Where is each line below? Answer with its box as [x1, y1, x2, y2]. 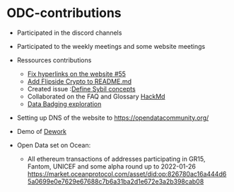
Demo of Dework [16, 127, 66, 135]
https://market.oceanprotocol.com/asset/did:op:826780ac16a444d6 [27, 169, 227, 178]
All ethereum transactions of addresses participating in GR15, [27, 154, 206, 163]
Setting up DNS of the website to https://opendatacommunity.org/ [16, 113, 209, 122]
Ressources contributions [16, 55, 92, 64]
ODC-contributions [6, 5, 122, 21]
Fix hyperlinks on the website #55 [27, 69, 127, 78]
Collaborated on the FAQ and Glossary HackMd [27, 92, 165, 101]
